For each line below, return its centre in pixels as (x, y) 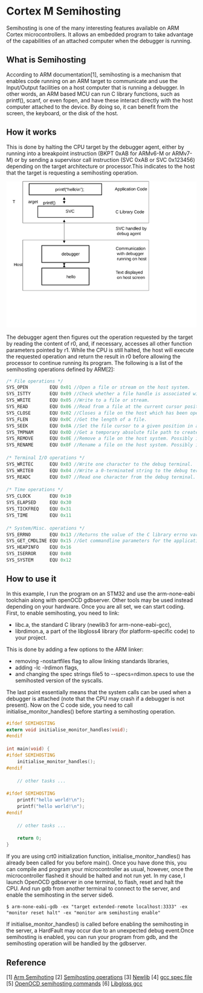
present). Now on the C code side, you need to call (69, 705)
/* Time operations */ (35, 490)
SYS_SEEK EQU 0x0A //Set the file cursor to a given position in (100, 426)
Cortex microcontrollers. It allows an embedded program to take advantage (100, 34)
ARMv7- (182, 153)
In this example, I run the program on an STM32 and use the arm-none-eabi (101, 593)
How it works (31, 132)
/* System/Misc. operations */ (46, 528)
